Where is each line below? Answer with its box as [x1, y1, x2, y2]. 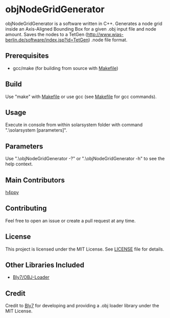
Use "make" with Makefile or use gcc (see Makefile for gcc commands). [5, 93, 157, 100]
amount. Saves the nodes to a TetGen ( [5, 31, 88, 37]
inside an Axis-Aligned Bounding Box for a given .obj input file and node [5, 26, 157, 32]
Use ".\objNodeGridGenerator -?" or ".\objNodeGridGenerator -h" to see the [5, 156, 165, 162]
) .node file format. [88, 37, 128, 43]
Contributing [5, 204, 47, 213]
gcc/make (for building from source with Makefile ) [12, 65, 118, 71]
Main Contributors [5, 176, 65, 184]
